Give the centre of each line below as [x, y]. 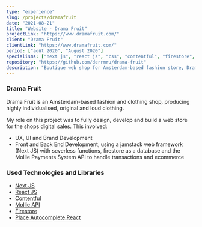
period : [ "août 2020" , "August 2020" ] [55, 51]
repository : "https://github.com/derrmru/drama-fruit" [76, 62]
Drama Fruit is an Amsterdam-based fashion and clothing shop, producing [98, 101]
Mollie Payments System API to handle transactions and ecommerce [99, 157]
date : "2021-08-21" [31, 23]
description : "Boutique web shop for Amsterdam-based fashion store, [95, 68]
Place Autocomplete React [48, 217]
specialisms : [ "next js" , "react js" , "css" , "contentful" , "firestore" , [101, 56]
